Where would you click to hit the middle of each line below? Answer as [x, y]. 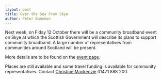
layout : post [18, 9]
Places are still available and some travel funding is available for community [80, 66]
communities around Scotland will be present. [51, 48]
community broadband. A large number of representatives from [68, 43]
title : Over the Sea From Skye [37, 14]
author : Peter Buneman [28, 18]
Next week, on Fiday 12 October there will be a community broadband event [81, 32]
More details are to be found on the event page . [53, 57]
